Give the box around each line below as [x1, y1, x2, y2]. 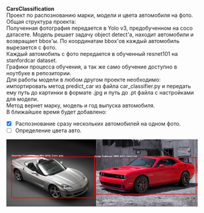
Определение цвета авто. [15, 127, 82, 134]
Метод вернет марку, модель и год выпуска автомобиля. [6, 102, 155, 109]
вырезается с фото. [6, 44, 57, 51]
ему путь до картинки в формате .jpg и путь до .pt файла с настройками [6, 89, 194, 96]
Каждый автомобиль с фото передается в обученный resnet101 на [6, 50, 178, 57]
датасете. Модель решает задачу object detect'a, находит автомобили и [6, 31, 194, 38]
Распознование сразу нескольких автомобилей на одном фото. [15, 120, 181, 127]
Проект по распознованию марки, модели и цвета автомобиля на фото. [6, 12, 193, 19]
